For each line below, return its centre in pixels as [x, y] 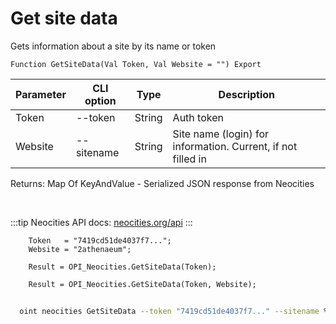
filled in [189, 159]
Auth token [198, 117]
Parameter [41, 94]
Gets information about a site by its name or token [113, 46]
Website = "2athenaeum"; [80, 249]
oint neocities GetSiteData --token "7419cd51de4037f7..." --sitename [169, 311]
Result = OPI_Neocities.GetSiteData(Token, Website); [142, 284]
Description [247, 94]
